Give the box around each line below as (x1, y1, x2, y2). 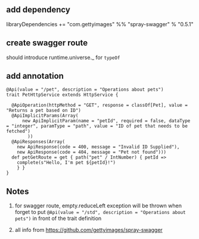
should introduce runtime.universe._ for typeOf (6, 54, 120, 61)
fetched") (6, 128, 31, 135)
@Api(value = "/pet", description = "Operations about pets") (6, 86, 164, 93)
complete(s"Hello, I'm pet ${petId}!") (17, 160, 116, 166)
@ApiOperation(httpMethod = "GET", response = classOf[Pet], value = (11, 103, 188, 108)
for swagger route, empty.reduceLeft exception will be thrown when (14, 202, 182, 209)
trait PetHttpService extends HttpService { (6, 92, 119, 98)
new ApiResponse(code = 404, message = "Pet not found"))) (17, 149, 167, 156)
